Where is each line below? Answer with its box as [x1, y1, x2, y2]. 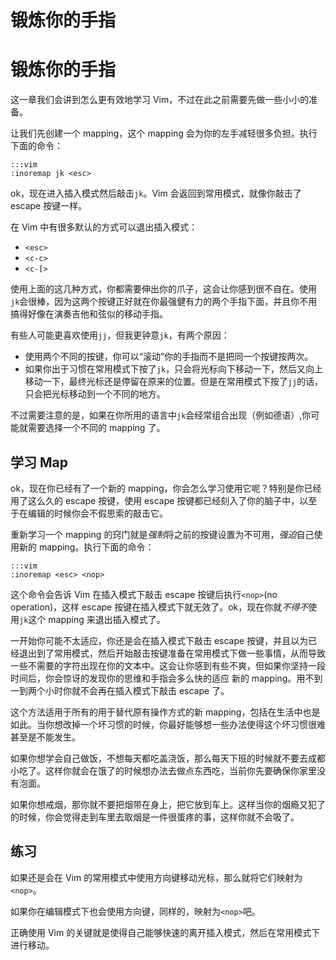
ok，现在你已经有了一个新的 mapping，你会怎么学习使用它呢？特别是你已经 [10, 482, 322, 494]
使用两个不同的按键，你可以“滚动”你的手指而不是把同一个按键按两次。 [24, 351, 314, 363]
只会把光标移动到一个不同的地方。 [24, 388, 166, 400]
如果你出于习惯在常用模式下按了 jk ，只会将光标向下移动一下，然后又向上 [24, 363, 324, 375]
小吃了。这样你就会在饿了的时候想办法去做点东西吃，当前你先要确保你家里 [10, 764, 317, 776]
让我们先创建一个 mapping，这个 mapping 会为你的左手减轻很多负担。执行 [10, 127, 318, 140]
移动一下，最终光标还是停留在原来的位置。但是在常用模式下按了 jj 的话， [24, 376, 324, 388]
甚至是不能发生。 [10, 731, 81, 743]
